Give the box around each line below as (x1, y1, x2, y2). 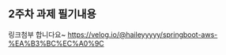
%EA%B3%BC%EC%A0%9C (8, 38, 104, 48)
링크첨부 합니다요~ (8, 30, 66, 39)
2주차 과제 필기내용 (8, 7, 96, 21)
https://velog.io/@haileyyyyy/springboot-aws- (67, 30, 218, 39)
